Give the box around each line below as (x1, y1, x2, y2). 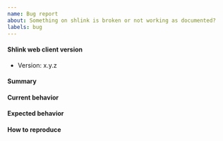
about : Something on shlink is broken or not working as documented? (7, 17, 217, 24)
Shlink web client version (7, 45, 83, 54)
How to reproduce (7, 125, 61, 134)
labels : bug (7, 23, 42, 30)
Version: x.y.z (17, 61, 58, 69)
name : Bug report (7, 10, 59, 18)
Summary (7, 77, 37, 85)
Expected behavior (7, 109, 64, 118)
